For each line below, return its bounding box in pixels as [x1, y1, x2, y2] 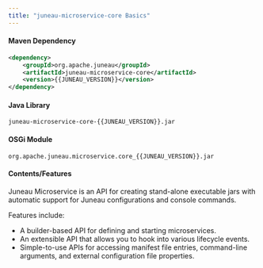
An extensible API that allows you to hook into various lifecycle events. [19, 234, 250, 243]
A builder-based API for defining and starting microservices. [19, 225, 216, 235]
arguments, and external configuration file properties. [19, 251, 195, 260]
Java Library [8, 100, 51, 109]
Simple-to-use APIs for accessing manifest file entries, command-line [19, 243, 248, 252]
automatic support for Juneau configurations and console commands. [8, 195, 237, 205]
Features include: [8, 210, 65, 220]
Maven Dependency [8, 36, 77, 46]
